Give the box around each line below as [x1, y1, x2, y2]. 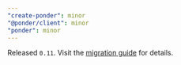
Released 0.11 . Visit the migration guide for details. [7, 48, 174, 58]
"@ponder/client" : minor [7, 19, 89, 27]
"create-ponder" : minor [7, 11, 86, 20]
